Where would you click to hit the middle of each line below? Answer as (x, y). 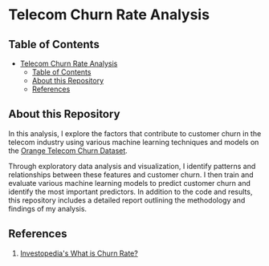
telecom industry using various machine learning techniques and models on (134, 142)
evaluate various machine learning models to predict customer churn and (129, 183)
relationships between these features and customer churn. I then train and (131, 175)
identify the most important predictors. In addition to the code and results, (130, 191)
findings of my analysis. (47, 208)
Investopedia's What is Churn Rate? (79, 253)
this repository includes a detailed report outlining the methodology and (127, 200)
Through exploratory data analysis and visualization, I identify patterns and (132, 166)
